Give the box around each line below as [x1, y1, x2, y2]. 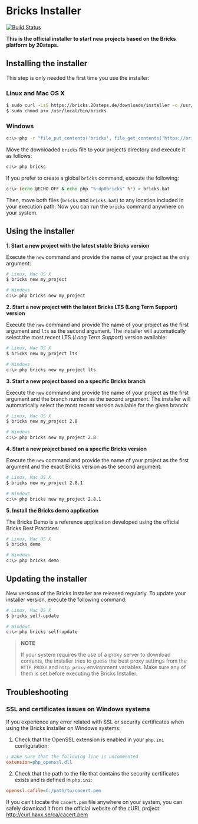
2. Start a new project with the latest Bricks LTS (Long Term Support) [6, 303, 178, 311]
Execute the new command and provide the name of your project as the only [6, 253, 190, 261]
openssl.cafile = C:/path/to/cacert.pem [6, 787, 101, 793]
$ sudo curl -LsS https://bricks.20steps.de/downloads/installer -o [6, 102, 178, 109]
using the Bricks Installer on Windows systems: [6, 725, 121, 732]
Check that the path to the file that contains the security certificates [14, 770, 180, 777]
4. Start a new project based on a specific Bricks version [6, 445, 147, 453]
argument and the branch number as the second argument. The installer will [6, 395, 191, 403]
